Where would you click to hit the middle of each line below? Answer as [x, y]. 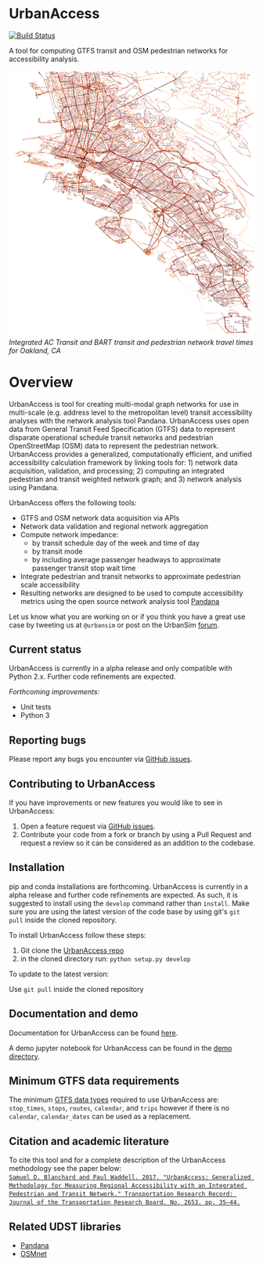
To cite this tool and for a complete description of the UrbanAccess [117, 1160]
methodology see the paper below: [65, 1169]
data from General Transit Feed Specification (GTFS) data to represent [122, 429]
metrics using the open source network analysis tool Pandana [120, 601]
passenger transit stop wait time [84, 568]
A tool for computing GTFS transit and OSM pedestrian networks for [119, 50]
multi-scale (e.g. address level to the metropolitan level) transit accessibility [131, 412]
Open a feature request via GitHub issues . [88, 826]
